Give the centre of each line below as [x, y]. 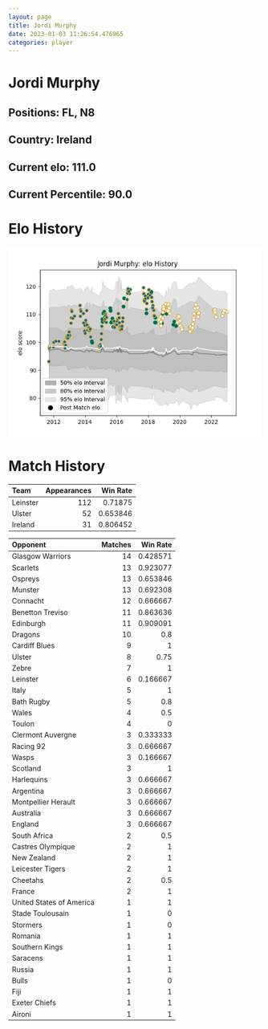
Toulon [23, 724]
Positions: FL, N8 [52, 112]
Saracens [27, 958]
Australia [26, 813]
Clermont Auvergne [44, 735]
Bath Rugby [31, 702]
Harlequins [30, 779]
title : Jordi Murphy [43, 25]
